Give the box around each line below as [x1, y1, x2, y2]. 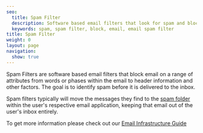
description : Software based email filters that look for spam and [11, 20, 185, 26]
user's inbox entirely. [6, 108, 59, 115]
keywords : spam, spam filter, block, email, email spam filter [11, 25, 174, 32]
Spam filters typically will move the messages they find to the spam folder [6, 95, 190, 102]
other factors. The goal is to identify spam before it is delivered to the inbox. [6, 83, 196, 91]
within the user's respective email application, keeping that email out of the [6, 101, 193, 109]
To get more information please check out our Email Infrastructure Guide [6, 119, 187, 127]
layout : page [6, 43, 39, 49]
